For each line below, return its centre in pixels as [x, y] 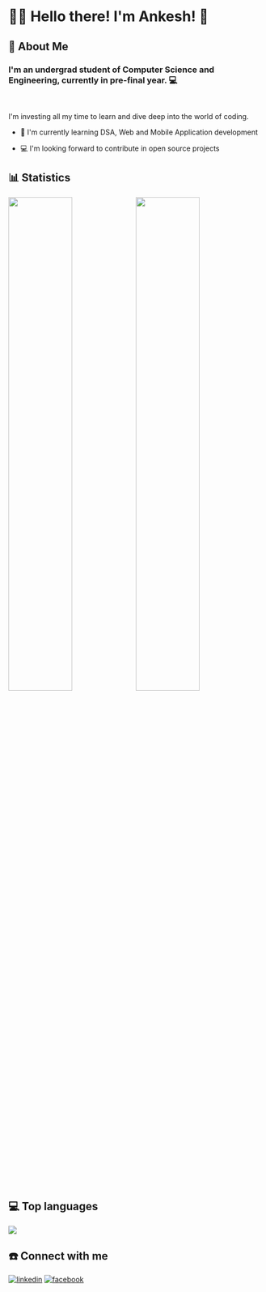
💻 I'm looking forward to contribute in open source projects [120, 148]
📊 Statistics [40, 178]
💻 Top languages [53, 1207]
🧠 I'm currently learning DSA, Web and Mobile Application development [139, 132]
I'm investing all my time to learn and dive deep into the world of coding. [129, 116]
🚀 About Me [38, 47]
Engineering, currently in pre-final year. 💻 [93, 80]
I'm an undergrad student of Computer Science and [112, 70]
